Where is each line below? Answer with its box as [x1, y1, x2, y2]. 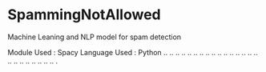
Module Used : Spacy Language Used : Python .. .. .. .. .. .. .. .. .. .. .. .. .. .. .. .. [7, 47, 258, 57]
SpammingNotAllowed [7, 6, 161, 24]
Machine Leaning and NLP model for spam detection [7, 32, 182, 42]
